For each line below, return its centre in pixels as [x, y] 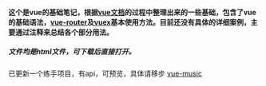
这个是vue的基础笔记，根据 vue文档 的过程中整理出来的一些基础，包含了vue [133, 12]
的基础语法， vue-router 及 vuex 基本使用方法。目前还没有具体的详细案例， [129, 22]
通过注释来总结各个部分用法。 [64, 32]
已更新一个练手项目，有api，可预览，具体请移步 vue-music [105, 73]
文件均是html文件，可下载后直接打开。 [72, 52]
